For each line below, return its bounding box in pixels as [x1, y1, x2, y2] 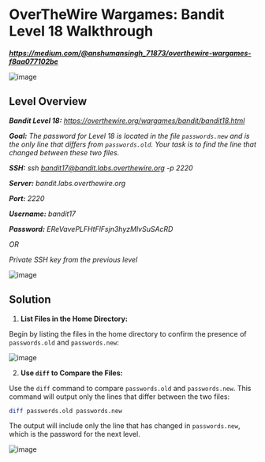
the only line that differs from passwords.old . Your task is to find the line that [9, 140, 257, 149]
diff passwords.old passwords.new [9, 407, 123, 415]
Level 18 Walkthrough [9, 22, 153, 40]
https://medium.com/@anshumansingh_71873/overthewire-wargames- [9, 48, 252, 58]
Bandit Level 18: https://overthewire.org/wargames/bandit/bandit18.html [9, 116, 245, 125]
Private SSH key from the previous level [9, 255, 138, 264]
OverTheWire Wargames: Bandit [9, 6, 225, 24]
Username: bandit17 [9, 209, 77, 218]
